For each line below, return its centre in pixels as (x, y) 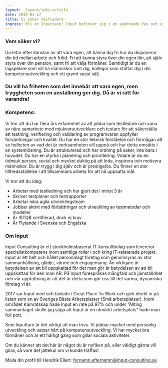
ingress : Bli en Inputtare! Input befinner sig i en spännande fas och (81, 24)
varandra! (17, 99)
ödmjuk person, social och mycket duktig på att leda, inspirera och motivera (83, 160)
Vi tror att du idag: (24, 181)
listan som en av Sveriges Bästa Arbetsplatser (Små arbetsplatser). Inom (80, 299)
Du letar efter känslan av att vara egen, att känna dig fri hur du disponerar (81, 52)
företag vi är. (18, 284)
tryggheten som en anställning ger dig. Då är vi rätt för (72, 93)
